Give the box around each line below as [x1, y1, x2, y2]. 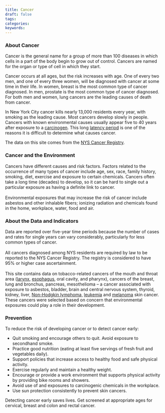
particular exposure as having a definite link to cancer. [5, 184, 115, 190]
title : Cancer [5, 7, 34, 12]
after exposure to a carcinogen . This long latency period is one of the [5, 124, 146, 131]
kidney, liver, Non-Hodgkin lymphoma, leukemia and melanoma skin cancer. [5, 292, 159, 298]
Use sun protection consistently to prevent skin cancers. [12, 388, 127, 394]
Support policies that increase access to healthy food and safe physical [12, 356, 158, 362]
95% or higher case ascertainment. [5, 260, 77, 266]
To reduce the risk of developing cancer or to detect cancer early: [5, 326, 139, 331]
